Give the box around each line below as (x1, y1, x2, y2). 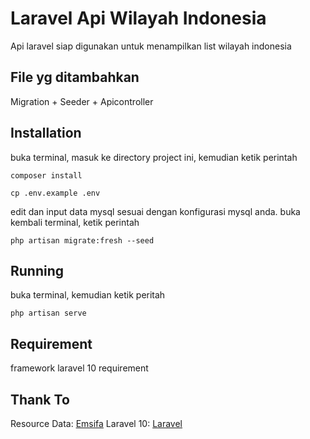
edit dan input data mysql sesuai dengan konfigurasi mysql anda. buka (10, 205, 301, 217)
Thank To (10, 391, 70, 408)
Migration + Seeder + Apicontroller (10, 95, 154, 107)
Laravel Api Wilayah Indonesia (10, 7, 267, 30)
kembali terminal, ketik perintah (10, 216, 140, 228)
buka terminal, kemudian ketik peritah (10, 289, 166, 301)
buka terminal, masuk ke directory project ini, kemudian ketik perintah (10, 151, 298, 163)
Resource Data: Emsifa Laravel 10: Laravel (10, 418, 183, 429)
